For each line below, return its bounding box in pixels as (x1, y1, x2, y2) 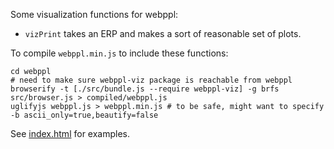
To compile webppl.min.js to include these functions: (10, 47, 229, 59)
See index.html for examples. (10, 128, 131, 139)
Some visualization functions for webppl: (10, 9, 179, 20)
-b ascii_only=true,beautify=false (10, 110, 159, 120)
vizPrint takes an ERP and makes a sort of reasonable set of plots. (24, 28, 302, 39)
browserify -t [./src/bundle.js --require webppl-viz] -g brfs (10, 84, 280, 94)
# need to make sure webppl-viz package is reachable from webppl (10, 75, 293, 85)
